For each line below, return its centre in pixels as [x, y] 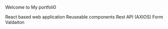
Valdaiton [15, 22]
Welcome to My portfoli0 [31, 7]
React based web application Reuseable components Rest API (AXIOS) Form [84, 17]
